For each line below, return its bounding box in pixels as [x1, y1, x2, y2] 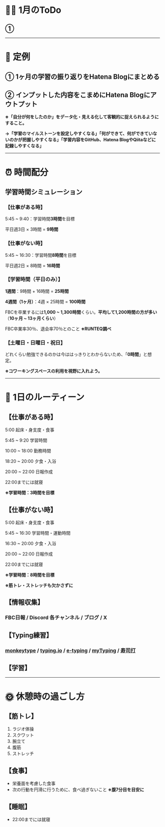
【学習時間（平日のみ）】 [5, 276, 63, 283]
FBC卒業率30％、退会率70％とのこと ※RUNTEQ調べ [5, 326, 111, 332]
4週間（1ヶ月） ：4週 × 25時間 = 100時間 [5, 299, 86, 305]
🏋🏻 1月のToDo [5, 4, 61, 16]
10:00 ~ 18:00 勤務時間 [5, 448, 52, 454]
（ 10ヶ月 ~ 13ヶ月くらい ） [5, 315, 58, 321]
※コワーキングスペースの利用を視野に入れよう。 [5, 368, 103, 374]
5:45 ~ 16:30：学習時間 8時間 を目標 [5, 252, 77, 258]
